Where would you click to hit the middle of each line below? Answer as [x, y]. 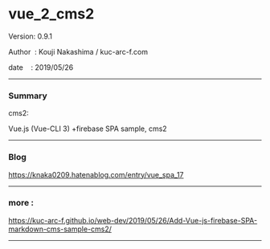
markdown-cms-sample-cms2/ [60, 229]
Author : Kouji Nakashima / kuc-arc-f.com [78, 51]
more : [21, 203]
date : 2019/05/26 [41, 67]
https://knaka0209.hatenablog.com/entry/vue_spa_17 [96, 174]
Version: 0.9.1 [31, 36]
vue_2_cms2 [51, 14]
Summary [28, 96]
